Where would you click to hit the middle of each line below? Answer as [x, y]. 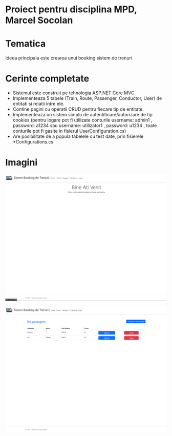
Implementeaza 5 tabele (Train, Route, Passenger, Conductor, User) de [87, 98]
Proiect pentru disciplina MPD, [71, 9]
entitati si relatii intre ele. [39, 104]
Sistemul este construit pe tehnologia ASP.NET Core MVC [73, 93]
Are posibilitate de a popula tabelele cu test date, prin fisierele [78, 136]
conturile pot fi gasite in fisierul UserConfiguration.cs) [69, 131]
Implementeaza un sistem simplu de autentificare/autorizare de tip [82, 115]
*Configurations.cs [33, 142]
